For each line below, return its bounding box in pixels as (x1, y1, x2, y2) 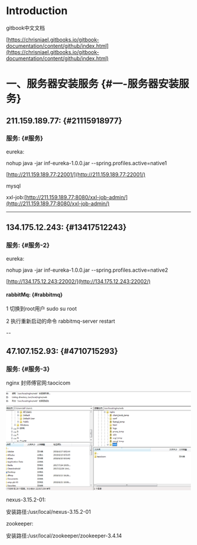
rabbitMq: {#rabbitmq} (6, 291, 63, 298)
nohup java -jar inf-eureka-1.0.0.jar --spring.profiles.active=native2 (6, 266, 168, 273)
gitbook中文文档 (6, 24, 45, 31)
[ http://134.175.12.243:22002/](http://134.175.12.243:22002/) (6, 277, 151, 285)
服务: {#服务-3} (6, 365, 50, 373)
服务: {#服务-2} (6, 241, 50, 249)
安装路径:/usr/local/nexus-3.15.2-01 (6, 508, 91, 515)
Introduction (6, 4, 68, 18)
